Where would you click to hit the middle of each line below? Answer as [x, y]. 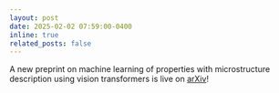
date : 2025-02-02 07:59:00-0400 [71, 26]
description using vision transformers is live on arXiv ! [109, 79]
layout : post [34, 18]
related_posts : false [51, 43]
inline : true [34, 35]
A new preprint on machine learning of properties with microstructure [140, 69]
